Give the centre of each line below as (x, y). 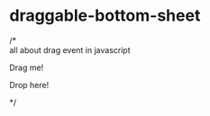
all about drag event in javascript (70, 49)
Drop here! (29, 85)
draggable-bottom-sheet (105, 16)
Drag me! (27, 67)
